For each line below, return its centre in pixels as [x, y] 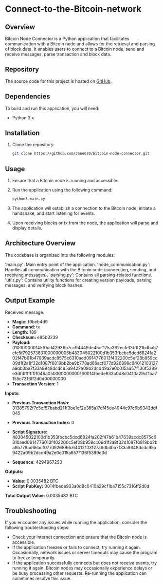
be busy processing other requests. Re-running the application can [79, 573]
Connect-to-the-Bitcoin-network [73, 9]
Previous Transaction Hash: [41, 402]
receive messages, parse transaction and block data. [58, 54]
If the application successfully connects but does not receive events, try [84, 563]
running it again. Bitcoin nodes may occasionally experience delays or [82, 568]
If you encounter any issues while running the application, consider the [76, 523]
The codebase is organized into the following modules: [60, 255]
